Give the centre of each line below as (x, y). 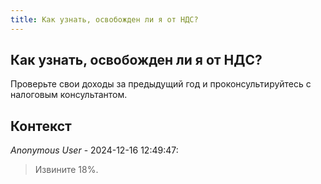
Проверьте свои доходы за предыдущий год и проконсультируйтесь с (161, 84)
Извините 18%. (66, 170)
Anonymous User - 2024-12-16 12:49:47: (94, 150)
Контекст (41, 126)
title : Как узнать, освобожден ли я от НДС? (104, 19)
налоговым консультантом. (69, 95)
